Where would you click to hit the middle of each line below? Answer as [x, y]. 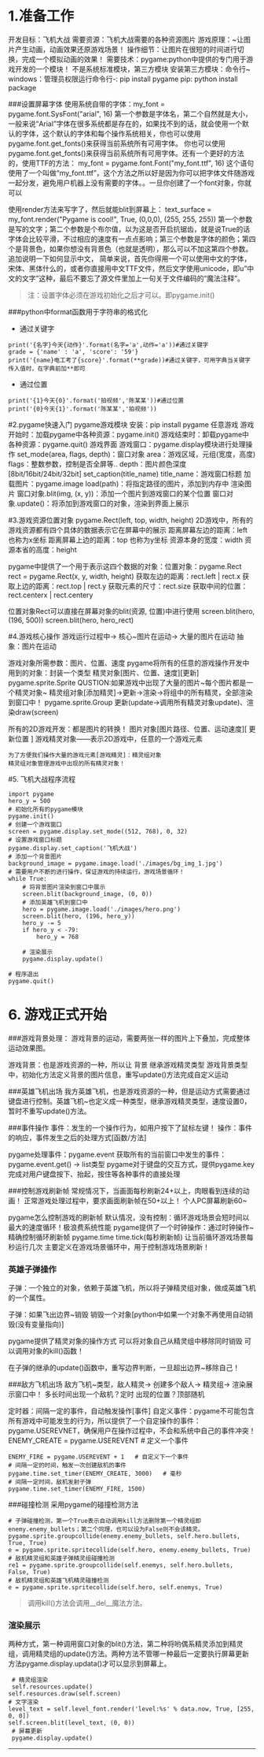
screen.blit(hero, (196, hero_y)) [79, 916]
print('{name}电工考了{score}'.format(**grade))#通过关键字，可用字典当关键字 [130, 360]
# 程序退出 [24, 974]
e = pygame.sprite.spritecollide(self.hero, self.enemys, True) [115, 1588]
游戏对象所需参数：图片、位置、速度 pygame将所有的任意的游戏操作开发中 [129, 663]
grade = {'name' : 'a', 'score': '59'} [73, 351]
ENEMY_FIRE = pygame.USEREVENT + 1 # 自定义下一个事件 [99, 1457]
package [22, 87]
